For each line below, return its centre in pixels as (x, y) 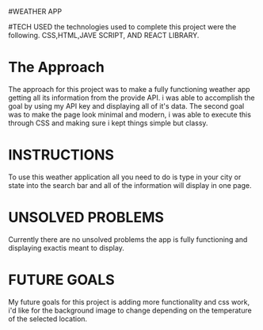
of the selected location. (48, 318)
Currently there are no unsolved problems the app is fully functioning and (128, 239)
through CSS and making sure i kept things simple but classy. (108, 123)
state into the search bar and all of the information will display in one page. (130, 185)
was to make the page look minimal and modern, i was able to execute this (130, 114)
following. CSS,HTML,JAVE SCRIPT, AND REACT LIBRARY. (104, 35)
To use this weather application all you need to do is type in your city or (125, 177)
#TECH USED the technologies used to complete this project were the (122, 27)
